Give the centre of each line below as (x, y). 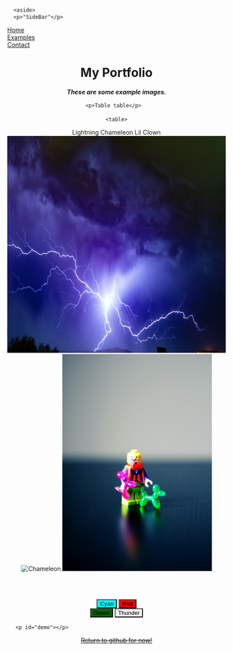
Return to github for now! (116, 640)
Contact (18, 45)
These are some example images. (116, 92)
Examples (21, 37)
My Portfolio (116, 73)
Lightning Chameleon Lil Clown (116, 132)
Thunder (129, 612)
